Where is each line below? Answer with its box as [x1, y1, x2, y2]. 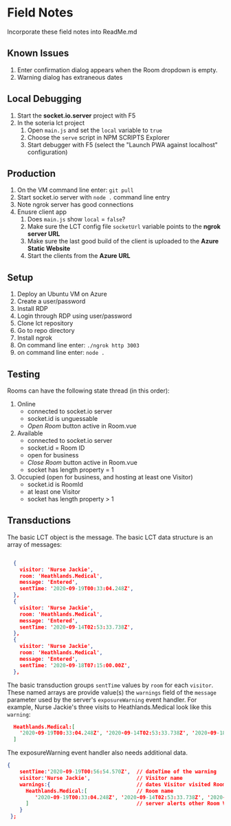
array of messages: [7, 540, 62, 548]
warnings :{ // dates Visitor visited [19, 781, 211, 788]
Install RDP [16, 305, 48, 313]
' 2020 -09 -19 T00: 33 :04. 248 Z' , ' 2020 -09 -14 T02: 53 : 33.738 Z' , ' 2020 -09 [19, 730, 217, 737]
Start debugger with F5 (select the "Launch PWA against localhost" [27, 140, 218, 149]
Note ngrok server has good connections [16, 201, 134, 209]
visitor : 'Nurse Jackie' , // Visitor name [19, 774, 184, 781]
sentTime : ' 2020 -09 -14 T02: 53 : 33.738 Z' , [19, 624, 134, 631]
